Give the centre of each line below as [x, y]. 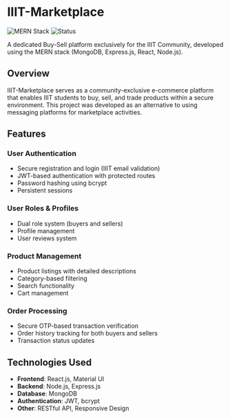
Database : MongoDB [47, 393]
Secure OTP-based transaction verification [78, 326]
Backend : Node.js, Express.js [59, 387]
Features [27, 134]
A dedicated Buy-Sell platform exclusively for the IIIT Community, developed [115, 44]
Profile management [46, 231]
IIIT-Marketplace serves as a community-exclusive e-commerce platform [111, 90]
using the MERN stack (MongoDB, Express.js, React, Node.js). [95, 52]
